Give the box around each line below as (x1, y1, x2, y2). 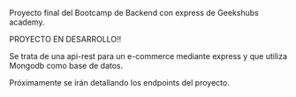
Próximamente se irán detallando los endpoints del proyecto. (9, 78, 230, 87)
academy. (9, 17, 45, 27)
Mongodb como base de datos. (9, 61, 124, 71)
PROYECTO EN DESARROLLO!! (9, 34, 122, 44)
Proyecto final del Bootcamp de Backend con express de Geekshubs (9, 8, 259, 18)
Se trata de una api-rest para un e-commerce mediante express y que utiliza (9, 51, 288, 61)
